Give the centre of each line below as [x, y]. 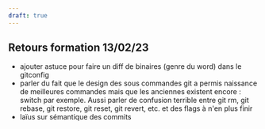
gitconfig [35, 75]
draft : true [28, 15]
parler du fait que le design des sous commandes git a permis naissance [138, 83]
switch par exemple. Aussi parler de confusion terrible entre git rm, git [134, 101]
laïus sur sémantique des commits [75, 117]
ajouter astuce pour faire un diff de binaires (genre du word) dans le [131, 66]
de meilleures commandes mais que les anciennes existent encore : [131, 92]
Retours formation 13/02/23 [79, 48]
